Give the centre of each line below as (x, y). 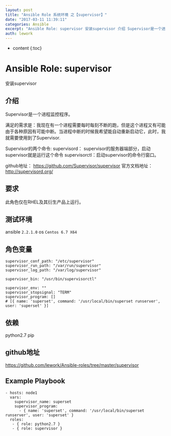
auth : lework (19, 34)
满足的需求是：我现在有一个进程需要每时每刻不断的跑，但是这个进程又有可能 (85, 125)
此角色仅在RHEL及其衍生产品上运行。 (45, 202)
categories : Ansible (27, 24)
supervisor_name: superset (43, 402)
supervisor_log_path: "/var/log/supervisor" (53, 270)
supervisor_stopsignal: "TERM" (38, 293)
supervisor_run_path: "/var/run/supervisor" (53, 266)
